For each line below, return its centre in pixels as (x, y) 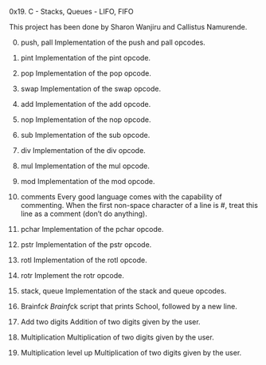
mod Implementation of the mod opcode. (88, 181)
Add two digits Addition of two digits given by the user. (111, 322)
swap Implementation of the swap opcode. (91, 88)
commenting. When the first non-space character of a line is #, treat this (139, 205)
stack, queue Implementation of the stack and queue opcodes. (123, 291)
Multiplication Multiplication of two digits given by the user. (117, 337)
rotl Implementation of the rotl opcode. (84, 260)
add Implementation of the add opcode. (86, 104)
